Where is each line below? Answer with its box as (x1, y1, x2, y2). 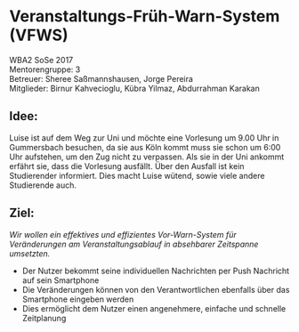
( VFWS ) (9, 25, 69, 45)
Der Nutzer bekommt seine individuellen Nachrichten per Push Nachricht (21, 265, 290, 276)
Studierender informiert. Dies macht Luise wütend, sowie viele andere (9, 170, 265, 181)
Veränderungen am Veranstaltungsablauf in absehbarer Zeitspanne (9, 239, 259, 249)
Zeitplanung (21, 312, 67, 323)
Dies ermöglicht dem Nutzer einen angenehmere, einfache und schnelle (21, 303, 287, 313)
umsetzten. (9, 247, 51, 259)
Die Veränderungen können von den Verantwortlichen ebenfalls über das (21, 284, 290, 295)
